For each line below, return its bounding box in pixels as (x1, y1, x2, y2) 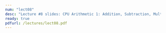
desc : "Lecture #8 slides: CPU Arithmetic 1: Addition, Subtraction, (5, 12, 152, 16)
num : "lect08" (5, 7, 35, 12)
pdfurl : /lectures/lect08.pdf (5, 20, 68, 26)
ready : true (5, 16, 30, 21)
